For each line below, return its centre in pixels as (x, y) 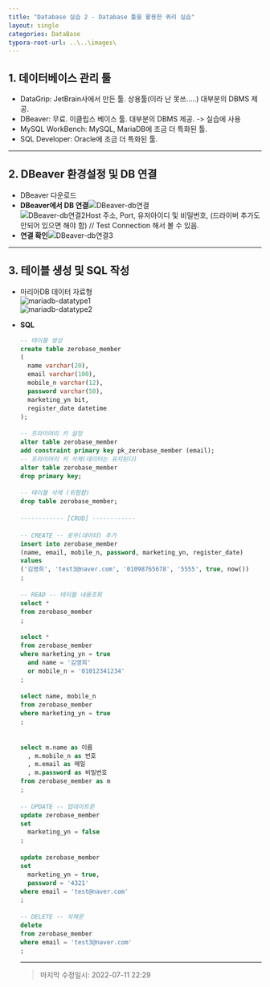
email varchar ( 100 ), (62, 375)
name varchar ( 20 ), (58, 366)
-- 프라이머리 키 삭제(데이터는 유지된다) (79, 459)
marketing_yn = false (64, 832)
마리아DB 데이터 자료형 (56, 291)
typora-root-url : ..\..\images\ (62, 43)
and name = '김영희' (59, 662)
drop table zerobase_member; (69, 502)
